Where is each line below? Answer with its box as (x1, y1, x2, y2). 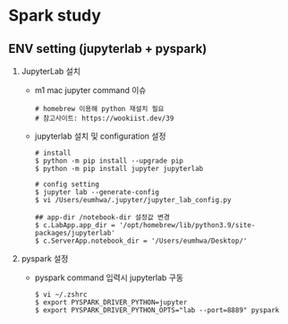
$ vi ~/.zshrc (34, 290, 88, 299)
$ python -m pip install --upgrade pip (34, 157, 184, 166)
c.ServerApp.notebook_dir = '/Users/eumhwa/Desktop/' (42, 236, 248, 245)
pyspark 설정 (21, 253, 69, 264)
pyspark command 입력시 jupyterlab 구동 (34, 272, 184, 283)
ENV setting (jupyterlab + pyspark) (8, 41, 208, 56)
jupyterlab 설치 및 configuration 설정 (34, 131, 166, 141)
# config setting (34, 180, 100, 189)
